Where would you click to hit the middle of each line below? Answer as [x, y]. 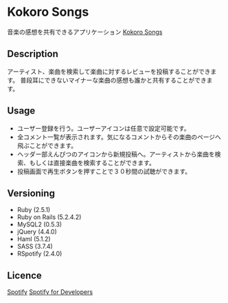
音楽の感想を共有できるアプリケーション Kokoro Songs [85, 32]
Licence [25, 275]
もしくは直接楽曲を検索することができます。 [92, 163]
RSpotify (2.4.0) [39, 254]
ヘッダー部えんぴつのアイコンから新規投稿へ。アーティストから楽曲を [116, 154]
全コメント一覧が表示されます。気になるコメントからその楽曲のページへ [119, 137]
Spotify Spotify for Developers [50, 292]
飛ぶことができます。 [47, 145]
